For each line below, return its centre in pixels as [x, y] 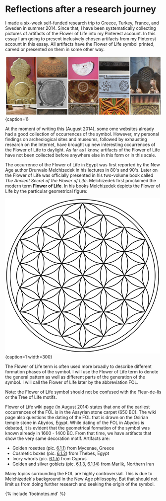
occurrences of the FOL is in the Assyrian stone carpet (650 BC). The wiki [81, 412]
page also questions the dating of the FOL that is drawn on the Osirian [77, 418]
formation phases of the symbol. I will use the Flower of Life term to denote [82, 372]
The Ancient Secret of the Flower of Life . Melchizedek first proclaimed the [81, 181]
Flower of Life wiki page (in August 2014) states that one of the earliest [78, 407]
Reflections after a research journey [81, 9]
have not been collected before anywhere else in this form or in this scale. [81, 155]
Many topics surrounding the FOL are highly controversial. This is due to [79, 474]
